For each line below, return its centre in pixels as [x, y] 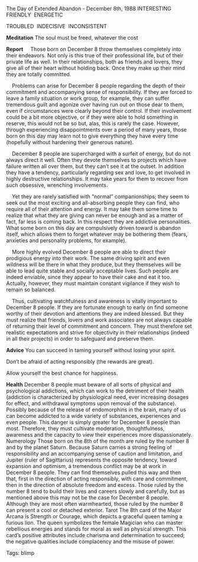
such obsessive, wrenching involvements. [57, 185]
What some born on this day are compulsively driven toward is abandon [94, 228]
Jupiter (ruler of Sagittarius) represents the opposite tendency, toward [92, 460]
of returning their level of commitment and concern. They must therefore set [99, 326]
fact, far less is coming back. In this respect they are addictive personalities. [99, 222]
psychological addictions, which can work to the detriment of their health [95, 391]
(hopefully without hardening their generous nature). [70, 142]
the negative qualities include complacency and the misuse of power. [90, 541]
